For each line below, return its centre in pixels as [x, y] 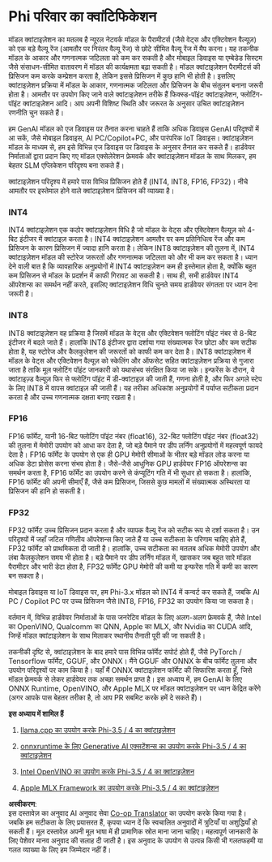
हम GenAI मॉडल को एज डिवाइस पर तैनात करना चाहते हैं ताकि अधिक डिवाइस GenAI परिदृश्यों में [134, 128]
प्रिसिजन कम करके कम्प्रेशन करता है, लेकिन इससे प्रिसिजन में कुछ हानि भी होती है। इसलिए [122, 75]
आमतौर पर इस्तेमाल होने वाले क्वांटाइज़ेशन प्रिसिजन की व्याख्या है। [91, 191]
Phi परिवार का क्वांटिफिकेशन [83, 17]
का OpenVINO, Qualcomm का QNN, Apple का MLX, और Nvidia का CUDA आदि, [130, 627]
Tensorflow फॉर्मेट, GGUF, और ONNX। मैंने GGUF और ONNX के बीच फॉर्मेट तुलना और [133, 662]
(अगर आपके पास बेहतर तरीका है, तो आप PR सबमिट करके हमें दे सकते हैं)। [105, 698]
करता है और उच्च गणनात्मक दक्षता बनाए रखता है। [72, 397]
